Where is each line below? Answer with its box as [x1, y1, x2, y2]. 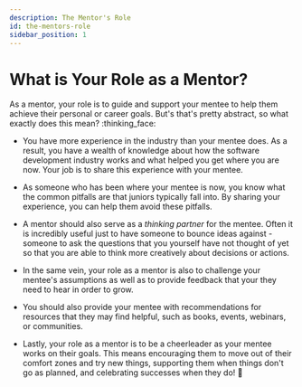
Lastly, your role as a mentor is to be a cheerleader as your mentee [22, 338, 273, 349]
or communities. [22, 321, 83, 332]
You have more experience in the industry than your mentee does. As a [22, 136, 288, 146]
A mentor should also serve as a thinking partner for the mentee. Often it [22, 219, 294, 230]
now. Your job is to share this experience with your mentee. [22, 165, 244, 175]
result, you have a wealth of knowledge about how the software [22, 146, 260, 156]
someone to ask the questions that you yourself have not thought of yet [22, 238, 289, 249]
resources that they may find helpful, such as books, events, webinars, [22, 311, 287, 322]
